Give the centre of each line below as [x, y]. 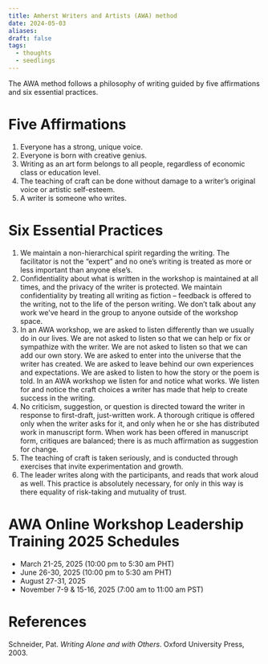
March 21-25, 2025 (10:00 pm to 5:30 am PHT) [97, 564]
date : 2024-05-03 [37, 23]
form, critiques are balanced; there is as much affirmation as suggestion [139, 441]
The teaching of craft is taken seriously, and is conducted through [129, 457]
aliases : [23, 31]
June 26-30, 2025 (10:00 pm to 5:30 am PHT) [96, 572]
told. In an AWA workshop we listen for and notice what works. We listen [139, 381]
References [47, 622]
